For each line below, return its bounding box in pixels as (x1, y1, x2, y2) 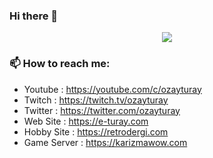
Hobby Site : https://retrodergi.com (23, 125, 169, 138)
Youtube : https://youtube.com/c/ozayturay (23, 83, 202, 95)
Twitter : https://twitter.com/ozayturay (23, 104, 181, 116)
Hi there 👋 (9, 9, 59, 23)
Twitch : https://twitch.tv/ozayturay (23, 94, 169, 106)
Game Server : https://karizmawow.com (23, 136, 188, 148)
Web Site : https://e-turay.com (23, 115, 149, 127)
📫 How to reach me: (9, 57, 111, 71)
